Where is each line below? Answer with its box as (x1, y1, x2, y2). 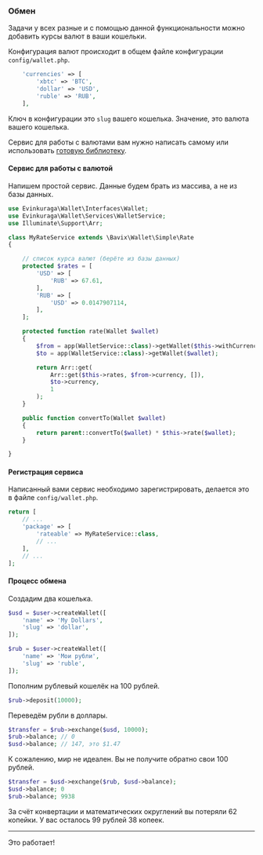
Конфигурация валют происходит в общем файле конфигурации (8, 47, 224, 57)
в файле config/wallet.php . (8, 493, 99, 502)
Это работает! (8, 838, 56, 847)
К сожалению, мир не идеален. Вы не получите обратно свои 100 (8, 755, 229, 764)
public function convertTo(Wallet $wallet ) (22, 414, 167, 422)
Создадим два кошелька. (8, 594, 93, 603)
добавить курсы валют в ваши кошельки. (8, 31, 147, 41)
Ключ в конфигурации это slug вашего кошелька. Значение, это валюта (8, 114, 250, 123)
